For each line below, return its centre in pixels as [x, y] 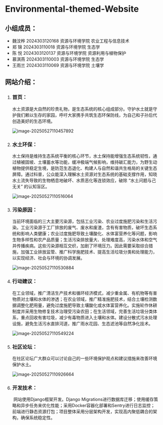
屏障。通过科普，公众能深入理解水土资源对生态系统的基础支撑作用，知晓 [84, 174]
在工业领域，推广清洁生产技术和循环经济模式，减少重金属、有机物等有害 [84, 293]
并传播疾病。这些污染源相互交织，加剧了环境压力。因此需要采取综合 [80, 246]
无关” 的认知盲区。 [31, 186]
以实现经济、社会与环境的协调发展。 [48, 258]
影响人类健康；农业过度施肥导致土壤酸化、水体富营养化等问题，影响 [89, 234]
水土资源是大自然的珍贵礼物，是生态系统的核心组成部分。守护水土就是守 [84, 109]
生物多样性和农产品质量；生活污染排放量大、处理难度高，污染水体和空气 [84, 240]
